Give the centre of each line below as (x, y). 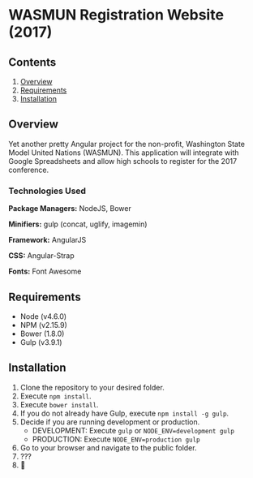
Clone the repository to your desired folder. (92, 387)
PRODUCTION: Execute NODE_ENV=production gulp (116, 439)
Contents (32, 62)
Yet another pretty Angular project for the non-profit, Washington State (127, 144)
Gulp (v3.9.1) (41, 342)
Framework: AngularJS (47, 240)
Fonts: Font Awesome (45, 271)
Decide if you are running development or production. (110, 422)
